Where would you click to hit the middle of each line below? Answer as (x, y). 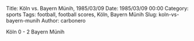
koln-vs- (169, 14)
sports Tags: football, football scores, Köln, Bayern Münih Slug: (82, 14)
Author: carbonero (63, 20)
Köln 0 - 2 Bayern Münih (35, 32)
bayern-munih (23, 20)
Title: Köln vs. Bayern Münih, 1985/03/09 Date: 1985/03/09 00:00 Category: (97, 8)
